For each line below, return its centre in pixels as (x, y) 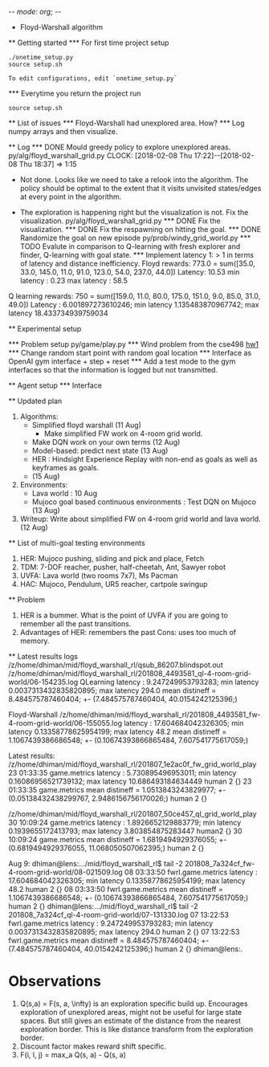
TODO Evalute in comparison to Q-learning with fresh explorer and (130, 246)
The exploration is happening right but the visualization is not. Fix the (134, 212)
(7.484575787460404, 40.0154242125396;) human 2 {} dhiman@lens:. (126, 949)
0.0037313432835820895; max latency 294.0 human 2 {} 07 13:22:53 (124, 932)
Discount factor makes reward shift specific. (93, 1046)
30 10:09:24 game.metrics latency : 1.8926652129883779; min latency (125, 823)
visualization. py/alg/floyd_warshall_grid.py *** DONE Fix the (120, 221)
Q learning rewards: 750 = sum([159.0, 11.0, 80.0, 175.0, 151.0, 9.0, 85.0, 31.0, (134, 296)
